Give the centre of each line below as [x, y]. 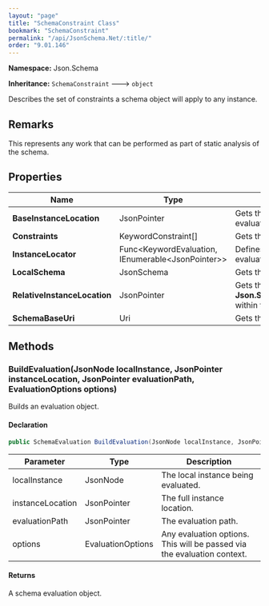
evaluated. [181, 484]
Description [209, 461]
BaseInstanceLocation [56, 218]
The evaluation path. [200, 520]
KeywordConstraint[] [159, 236]
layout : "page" [34, 16]
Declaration [28, 425]
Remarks [31, 124]
